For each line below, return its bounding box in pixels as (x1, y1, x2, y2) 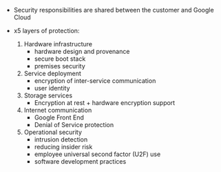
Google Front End (34, 113, 85, 122)
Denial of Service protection (34, 121, 114, 128)
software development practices (34, 157, 127, 165)
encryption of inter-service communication (34, 77, 156, 85)
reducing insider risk (34, 143, 93, 151)
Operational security (23, 128, 83, 136)
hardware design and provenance (34, 48, 130, 55)
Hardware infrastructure (23, 40, 93, 48)
